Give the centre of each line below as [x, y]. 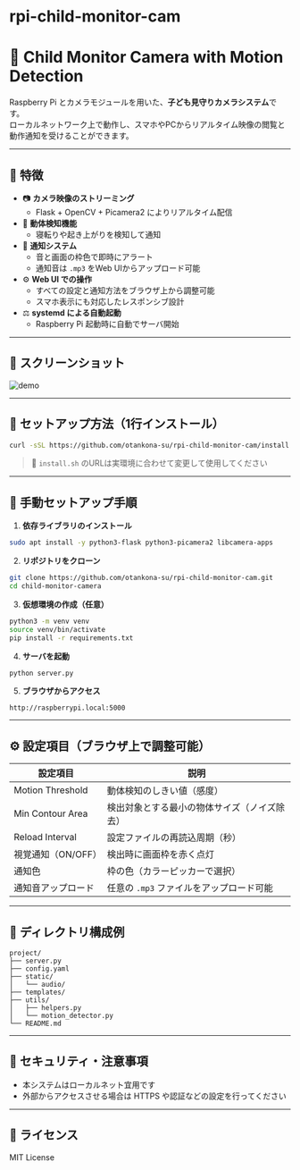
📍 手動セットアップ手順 [73, 502]
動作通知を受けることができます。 [71, 136]
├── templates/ [37, 992]
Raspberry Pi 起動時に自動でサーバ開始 [108, 324]
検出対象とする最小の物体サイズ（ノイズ [192, 808]
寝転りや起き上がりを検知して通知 [98, 234]
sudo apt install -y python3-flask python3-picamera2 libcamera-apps [142, 543]
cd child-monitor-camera [55, 586]
